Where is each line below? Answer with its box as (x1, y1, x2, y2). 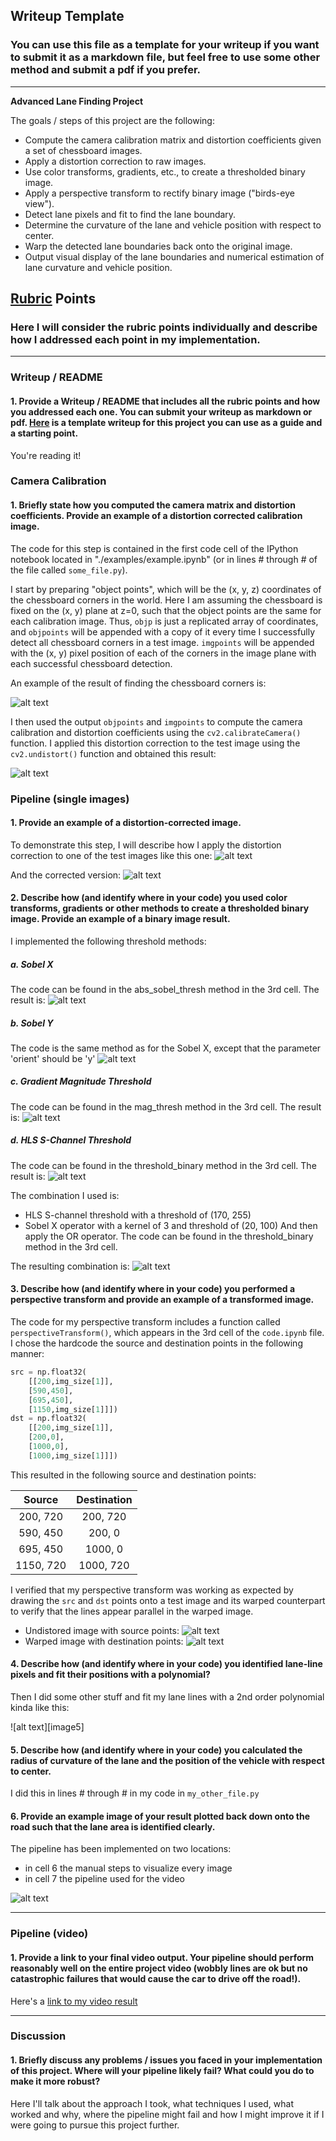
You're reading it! (10, 449, 82, 461)
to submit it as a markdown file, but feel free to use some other (10, 50, 321, 64)
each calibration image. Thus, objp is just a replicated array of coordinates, (10, 615, 319, 627)
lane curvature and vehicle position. (24, 261, 173, 273)
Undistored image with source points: (24, 1624, 180, 1636)
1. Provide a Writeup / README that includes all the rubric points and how (10, 395, 321, 407)
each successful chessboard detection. (10, 657, 173, 669)
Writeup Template (10, 8, 125, 25)
